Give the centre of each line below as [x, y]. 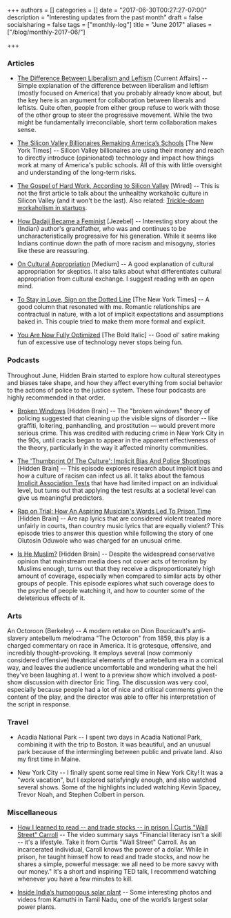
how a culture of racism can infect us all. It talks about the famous [111, 476]
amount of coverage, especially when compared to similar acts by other [119, 576]
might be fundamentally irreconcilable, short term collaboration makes [117, 122]
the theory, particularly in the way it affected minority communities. [112, 447]
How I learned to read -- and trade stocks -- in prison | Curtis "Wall [112, 827]
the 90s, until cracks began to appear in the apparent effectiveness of [116, 440]
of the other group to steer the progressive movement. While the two [115, 115]
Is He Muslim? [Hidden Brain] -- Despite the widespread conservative [116, 554]
